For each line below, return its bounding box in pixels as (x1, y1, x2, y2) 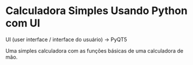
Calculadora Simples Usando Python (5, 4, 188, 18)
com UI (5, 16, 40, 30)
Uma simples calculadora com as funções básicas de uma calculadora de (5, 47, 184, 54)
